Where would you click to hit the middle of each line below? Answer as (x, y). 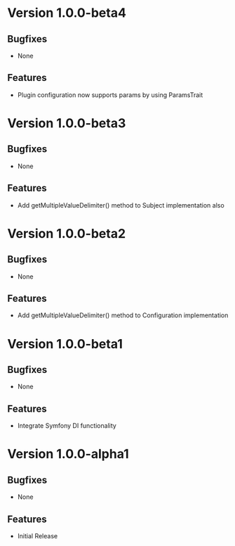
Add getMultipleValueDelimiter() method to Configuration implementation (123, 315)
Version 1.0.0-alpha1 (68, 454)
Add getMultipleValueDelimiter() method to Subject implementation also (121, 205)
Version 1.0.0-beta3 (67, 123)
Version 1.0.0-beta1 (65, 344)
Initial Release (38, 536)
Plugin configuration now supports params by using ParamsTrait (110, 95)
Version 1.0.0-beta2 (67, 233)
